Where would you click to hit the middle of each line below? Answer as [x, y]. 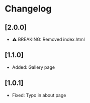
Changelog [28, 9]
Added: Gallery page [33, 67]
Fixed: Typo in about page [39, 95]
